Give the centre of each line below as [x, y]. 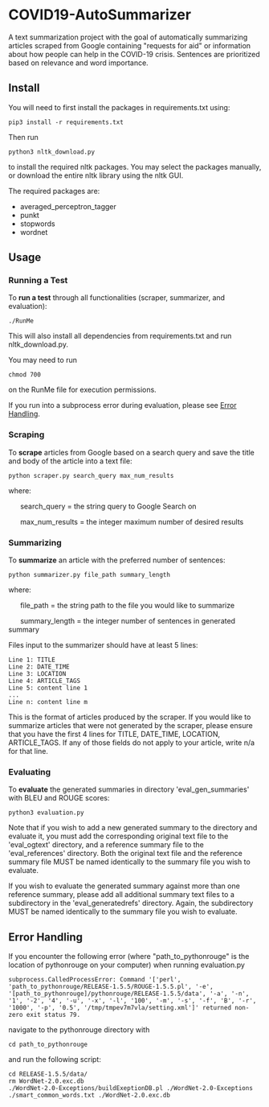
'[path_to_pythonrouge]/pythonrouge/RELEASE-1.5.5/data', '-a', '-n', [129, 994]
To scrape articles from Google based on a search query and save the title [132, 452]
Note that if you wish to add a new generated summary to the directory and [133, 828]
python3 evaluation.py [46, 813]
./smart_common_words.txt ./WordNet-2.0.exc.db [90, 1096]
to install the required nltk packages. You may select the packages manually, [135, 167]
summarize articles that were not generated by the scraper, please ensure [130, 726]
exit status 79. [53, 1015]
